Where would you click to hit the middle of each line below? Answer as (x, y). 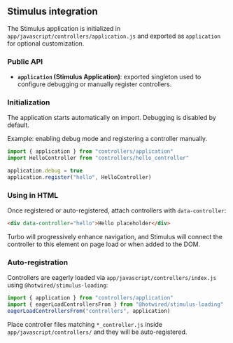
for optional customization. (46, 43)
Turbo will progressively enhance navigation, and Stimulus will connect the (115, 237)
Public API (25, 61)
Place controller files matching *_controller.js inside (85, 324)
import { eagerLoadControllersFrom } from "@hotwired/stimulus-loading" (115, 304)
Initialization (29, 102)
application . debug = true (45, 171)
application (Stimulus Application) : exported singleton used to (109, 77)
